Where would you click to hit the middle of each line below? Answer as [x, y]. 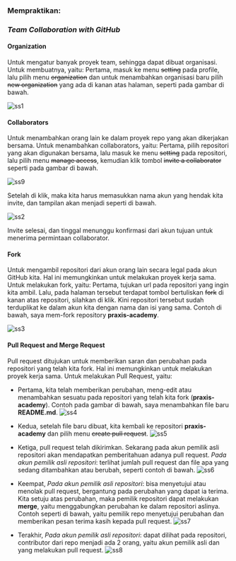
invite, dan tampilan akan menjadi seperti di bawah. [82, 203]
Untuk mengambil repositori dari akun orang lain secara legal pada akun [112, 270]
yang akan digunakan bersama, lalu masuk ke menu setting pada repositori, [117, 153]
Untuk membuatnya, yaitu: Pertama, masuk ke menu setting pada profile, [113, 70]
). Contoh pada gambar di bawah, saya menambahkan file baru [137, 404]
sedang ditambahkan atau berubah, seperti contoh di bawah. [106, 470]
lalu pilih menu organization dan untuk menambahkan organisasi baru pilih [116, 77]
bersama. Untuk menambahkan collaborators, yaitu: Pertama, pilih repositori [118, 146]
